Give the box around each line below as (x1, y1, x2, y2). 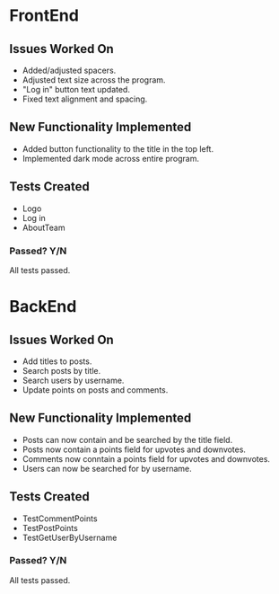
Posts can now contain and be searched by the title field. (22, 434, 233, 445)
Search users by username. (22, 375, 125, 386)
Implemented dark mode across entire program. (22, 153, 200, 164)
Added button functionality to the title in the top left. (22, 143, 214, 154)
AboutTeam (22, 222, 65, 233)
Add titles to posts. (22, 356, 92, 367)
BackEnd (9, 297, 77, 317)
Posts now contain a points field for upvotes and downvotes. (22, 444, 247, 455)
